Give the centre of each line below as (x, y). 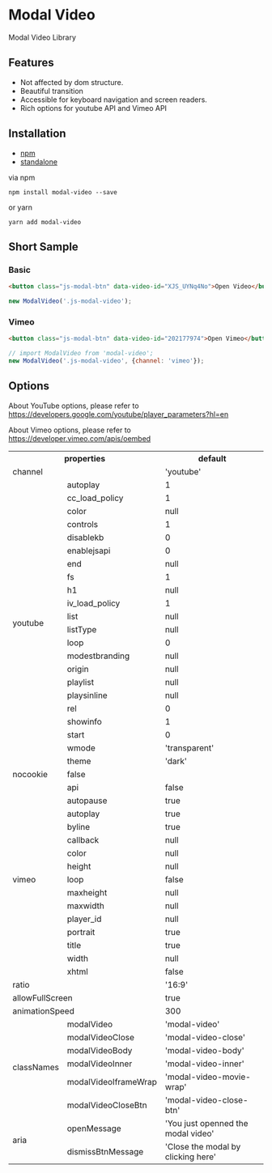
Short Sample (43, 246)
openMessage (94, 1128)
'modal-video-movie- (208, 1077)
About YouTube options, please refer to (74, 406)
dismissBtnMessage (105, 1151)
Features (31, 63)
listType (82, 629)
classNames (36, 1067)
